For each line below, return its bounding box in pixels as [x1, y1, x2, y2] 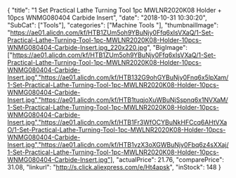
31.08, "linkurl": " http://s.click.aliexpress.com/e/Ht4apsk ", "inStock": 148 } [7, 163, 221, 171]
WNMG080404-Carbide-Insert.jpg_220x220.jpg [7, 44, 147, 51]
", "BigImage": [147, 44, 188, 51]
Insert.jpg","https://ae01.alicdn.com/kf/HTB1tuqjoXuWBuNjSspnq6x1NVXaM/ [7, 96, 228, 104]
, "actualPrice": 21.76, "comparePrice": [112, 155, 225, 164]
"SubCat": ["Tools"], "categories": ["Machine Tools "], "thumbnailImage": [7, 21, 219, 29]
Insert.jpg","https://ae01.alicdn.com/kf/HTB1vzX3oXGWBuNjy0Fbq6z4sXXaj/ [7, 141, 229, 148]
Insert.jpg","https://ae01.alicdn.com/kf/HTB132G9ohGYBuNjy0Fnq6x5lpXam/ [7, 73, 229, 82]
